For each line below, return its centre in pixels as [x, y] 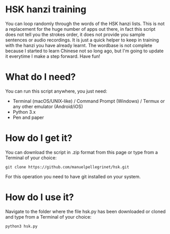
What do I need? [40, 77]
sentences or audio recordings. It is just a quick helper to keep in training [82, 40]
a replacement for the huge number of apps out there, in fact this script [80, 29]
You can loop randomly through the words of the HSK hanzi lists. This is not [85, 24]
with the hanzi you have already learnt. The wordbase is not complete [79, 45]
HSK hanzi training [46, 9]
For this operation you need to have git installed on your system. [73, 176]
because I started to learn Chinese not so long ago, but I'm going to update [84, 51]
